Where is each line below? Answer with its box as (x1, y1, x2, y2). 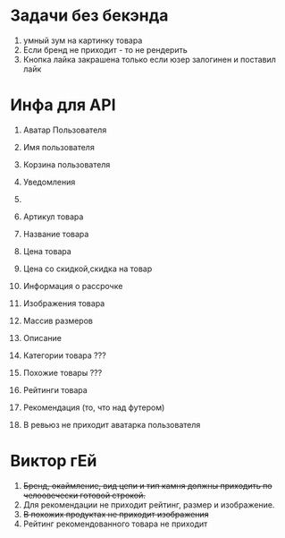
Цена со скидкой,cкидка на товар (22, 263, 153, 274)
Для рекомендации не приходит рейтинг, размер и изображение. (22, 499, 275, 510)
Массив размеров (22, 315, 93, 326)
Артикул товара (22, 211, 84, 222)
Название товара (22, 228, 89, 239)
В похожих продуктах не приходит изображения (22, 508, 209, 519)
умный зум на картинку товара (22, 35, 143, 46)
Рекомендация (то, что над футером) (22, 402, 165, 413)
